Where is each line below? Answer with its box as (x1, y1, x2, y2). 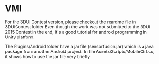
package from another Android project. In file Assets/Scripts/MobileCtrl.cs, (5, 49, 155, 54)
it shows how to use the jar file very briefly (5, 53, 90, 59)
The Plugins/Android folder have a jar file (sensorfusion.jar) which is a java (5, 43, 154, 49)
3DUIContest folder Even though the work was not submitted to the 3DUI (5, 24, 151, 29)
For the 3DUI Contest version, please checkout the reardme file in (5, 19, 136, 25)
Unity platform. (5, 34, 35, 40)
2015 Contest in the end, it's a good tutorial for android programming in (5, 29, 147, 35)
